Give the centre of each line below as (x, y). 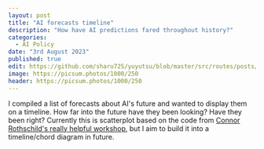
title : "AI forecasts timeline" (61, 23)
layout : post (29, 15)
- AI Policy (35, 45)
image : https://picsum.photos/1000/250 (73, 74)
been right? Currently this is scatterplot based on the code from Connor (124, 120)
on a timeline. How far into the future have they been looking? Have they (125, 111)
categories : (27, 37)
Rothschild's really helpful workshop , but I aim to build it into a (109, 128)
